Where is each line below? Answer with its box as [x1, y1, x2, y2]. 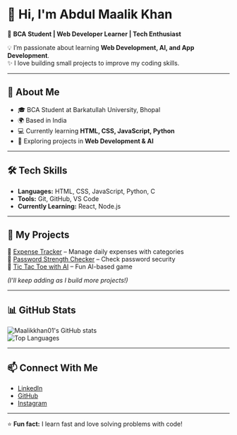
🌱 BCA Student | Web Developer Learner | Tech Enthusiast [7, 30, 181, 38]
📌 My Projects [7, 228, 70, 240]
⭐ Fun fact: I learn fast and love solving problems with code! [7, 419, 183, 428]
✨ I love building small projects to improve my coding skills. [7, 59, 180, 67]
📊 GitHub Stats [7, 304, 76, 316]
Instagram [17, 399, 47, 408]
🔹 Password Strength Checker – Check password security [7, 255, 176, 264]
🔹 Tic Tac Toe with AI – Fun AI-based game [7, 262, 133, 271]
